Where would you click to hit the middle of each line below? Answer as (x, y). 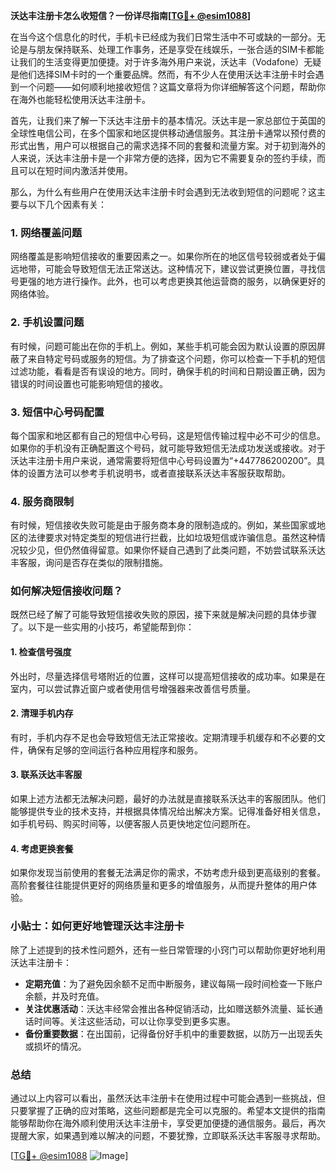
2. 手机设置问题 (47, 322)
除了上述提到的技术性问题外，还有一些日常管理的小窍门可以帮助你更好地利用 (168, 950)
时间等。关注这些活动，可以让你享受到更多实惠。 (134, 1021)
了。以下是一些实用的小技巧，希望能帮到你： (102, 627)
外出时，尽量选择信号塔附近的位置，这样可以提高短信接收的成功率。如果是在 (168, 676)
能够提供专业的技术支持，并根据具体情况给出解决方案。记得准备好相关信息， (168, 811)
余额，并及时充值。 (64, 996)
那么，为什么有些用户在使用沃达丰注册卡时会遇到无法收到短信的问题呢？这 (163, 192)
